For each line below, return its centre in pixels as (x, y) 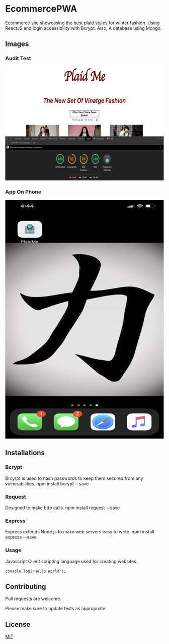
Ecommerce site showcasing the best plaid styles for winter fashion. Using (82, 23)
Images (17, 44)
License (18, 624)
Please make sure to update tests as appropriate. (56, 609)
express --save (21, 537)
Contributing (26, 586)
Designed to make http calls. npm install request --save (63, 508)
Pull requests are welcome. (33, 599)
